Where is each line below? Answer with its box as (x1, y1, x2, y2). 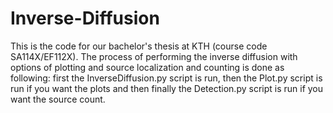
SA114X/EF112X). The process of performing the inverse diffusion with (10, 50, 298, 62)
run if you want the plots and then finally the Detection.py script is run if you (10, 82, 324, 94)
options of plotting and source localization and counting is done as (10, 61, 285, 73)
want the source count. (10, 93, 106, 105)
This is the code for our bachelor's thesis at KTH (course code (10, 40, 268, 52)
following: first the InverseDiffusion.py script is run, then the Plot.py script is (10, 72, 323, 84)
